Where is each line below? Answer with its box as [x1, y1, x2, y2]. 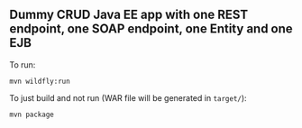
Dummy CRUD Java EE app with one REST [9, 7, 249, 23]
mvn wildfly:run [9, 77, 70, 86]
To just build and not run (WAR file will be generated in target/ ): [9, 92, 247, 103]
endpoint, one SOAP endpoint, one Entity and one [9, 22, 293, 37]
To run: [9, 59, 36, 70]
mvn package [9, 110, 54, 119]
